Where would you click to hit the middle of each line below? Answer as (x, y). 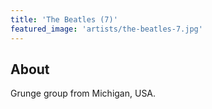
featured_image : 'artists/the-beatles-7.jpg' (106, 29)
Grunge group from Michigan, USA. (83, 93)
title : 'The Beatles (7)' (64, 19)
